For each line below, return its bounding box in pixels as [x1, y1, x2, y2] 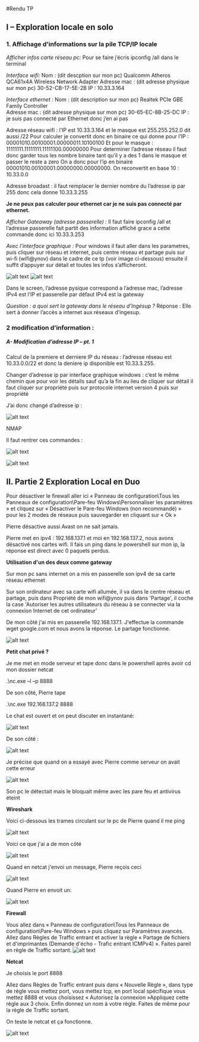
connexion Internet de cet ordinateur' [6, 607, 97, 615]
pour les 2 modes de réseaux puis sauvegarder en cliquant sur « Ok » [6, 511, 177, 519]
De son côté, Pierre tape [6, 689, 66, 696]
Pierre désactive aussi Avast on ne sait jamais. [6, 523, 119, 530]
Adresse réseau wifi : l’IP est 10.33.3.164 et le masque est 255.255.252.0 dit [6, 126, 191, 134]
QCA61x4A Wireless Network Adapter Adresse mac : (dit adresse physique [6, 77, 189, 85]
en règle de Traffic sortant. [6, 947, 72, 954]
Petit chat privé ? [6, 648, 49, 655]
